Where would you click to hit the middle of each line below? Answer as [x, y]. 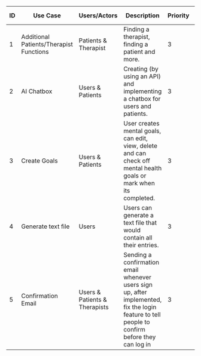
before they [140, 337]
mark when [139, 183]
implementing [143, 91]
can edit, [135, 138]
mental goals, [142, 131]
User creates [141, 123]
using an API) [142, 76]
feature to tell [142, 314]
